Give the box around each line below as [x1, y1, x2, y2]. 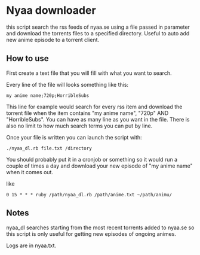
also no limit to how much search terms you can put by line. [6, 122, 153, 129]
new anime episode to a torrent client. [6, 36, 100, 43]
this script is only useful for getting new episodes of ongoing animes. [6, 230, 176, 237]
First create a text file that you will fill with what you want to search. [6, 69, 172, 77]
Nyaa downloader [6, 4, 97, 17]
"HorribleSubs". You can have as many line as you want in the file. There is [6, 116, 190, 123]
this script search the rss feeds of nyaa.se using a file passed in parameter [6, 23, 190, 31]
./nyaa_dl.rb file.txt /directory [6, 145, 93, 151]
